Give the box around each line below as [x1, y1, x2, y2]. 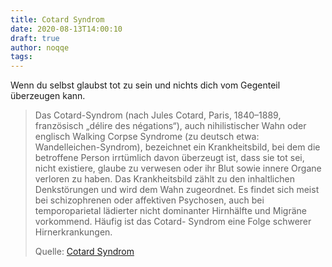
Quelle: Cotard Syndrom [34, 246, 135, 258]
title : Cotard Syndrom [10, 14, 105, 25]
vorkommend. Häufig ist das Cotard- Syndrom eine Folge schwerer [34, 216, 312, 228]
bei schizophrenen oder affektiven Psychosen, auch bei [34, 194, 265, 206]
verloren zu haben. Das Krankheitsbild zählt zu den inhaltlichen [34, 173, 295, 185]
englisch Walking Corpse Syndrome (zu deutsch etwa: [34, 131, 260, 143]
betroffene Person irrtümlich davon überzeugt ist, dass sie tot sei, [34, 152, 305, 164]
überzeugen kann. [10, 90, 86, 102]
